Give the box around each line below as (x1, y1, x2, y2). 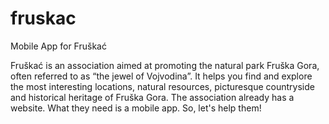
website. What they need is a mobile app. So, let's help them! (10, 102, 262, 114)
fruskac (10, 7, 77, 30)
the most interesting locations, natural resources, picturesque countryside (10, 80, 315, 92)
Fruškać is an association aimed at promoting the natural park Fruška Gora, (10, 59, 320, 71)
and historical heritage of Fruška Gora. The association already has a (10, 91, 295, 103)
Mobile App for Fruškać (10, 40, 107, 52)
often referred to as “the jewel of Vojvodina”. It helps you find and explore (10, 70, 313, 82)
